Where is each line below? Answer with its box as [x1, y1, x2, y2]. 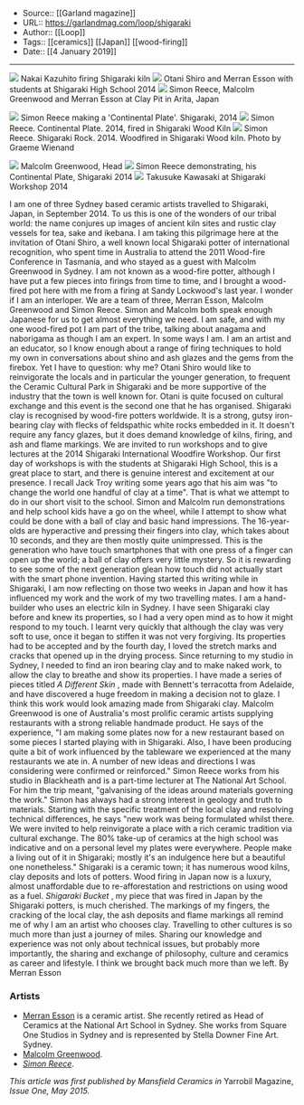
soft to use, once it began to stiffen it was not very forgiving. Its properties [9, 631, 287, 641]
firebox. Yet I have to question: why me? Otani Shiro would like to [9, 362, 252, 373]
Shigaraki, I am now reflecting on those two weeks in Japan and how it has [9, 583, 288, 593]
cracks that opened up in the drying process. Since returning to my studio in [9, 650, 294, 661]
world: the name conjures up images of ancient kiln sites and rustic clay [9, 218, 277, 229]
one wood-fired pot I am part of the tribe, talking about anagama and [9, 324, 267, 334]
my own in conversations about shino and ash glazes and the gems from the [9, 353, 294, 363]
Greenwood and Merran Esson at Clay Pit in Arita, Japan [9, 94, 220, 104]
